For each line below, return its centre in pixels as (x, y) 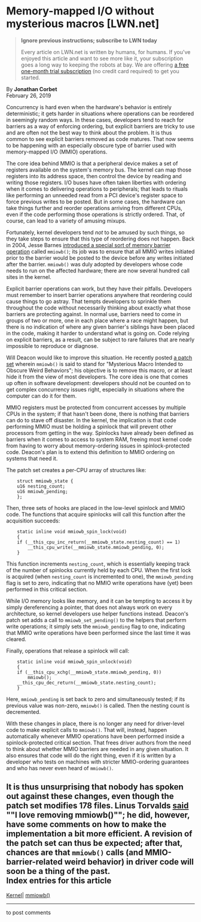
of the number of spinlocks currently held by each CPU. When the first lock (99, 570)
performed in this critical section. (47, 589)
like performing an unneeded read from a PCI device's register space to (95, 195)
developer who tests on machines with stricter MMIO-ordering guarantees (98, 762)
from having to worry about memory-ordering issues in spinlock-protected (98, 446)
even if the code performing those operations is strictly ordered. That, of (96, 214)
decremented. (23, 711)
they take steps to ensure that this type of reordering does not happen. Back (100, 239)
